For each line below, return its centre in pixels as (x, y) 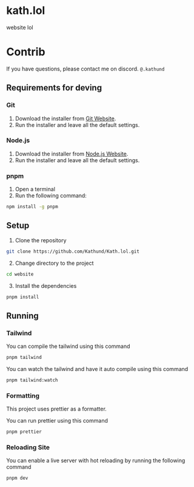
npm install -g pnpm (32, 207)
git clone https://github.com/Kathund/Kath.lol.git (73, 251)
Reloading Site (28, 447)
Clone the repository (41, 240)
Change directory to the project (54, 263)
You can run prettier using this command (57, 421)
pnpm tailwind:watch (32, 380)
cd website (20, 274)
